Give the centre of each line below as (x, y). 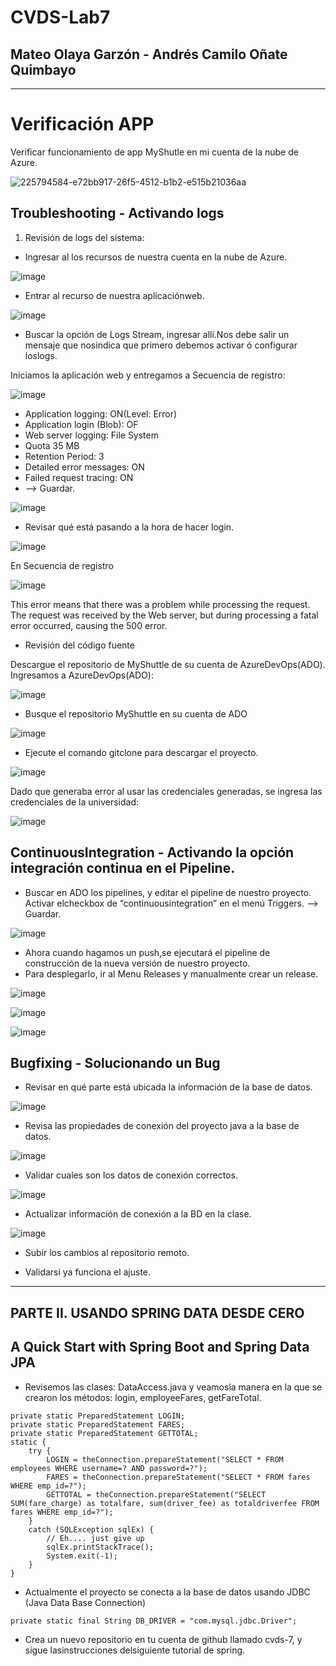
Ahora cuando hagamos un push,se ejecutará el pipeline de (147, 952)
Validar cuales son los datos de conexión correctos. (131, 1175)
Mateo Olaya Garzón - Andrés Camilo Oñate (149, 54)
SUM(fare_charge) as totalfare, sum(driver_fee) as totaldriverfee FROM (165, 1503)
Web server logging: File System (91, 435)
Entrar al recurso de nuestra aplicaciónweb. (114, 295)
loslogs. (41, 355)
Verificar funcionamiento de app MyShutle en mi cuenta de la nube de (154, 152)
